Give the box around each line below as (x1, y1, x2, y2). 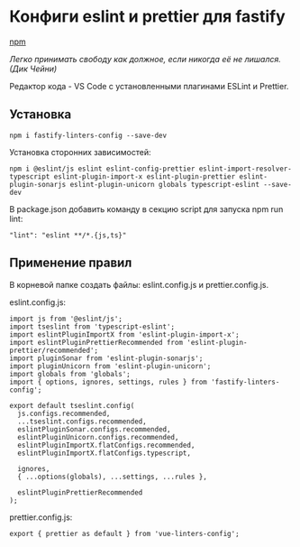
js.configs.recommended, (17, 409, 111, 418)
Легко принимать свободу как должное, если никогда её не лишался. (9, 53, 281, 64)
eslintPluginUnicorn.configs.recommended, (17, 432, 179, 441)
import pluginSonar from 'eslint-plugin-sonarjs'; (9, 354, 204, 363)
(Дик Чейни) (9, 63, 58, 74)
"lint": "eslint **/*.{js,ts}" (9, 230, 127, 240)
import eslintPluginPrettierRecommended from (9, 338, 183, 347)
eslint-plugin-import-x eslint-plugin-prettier (53, 172, 236, 181)
